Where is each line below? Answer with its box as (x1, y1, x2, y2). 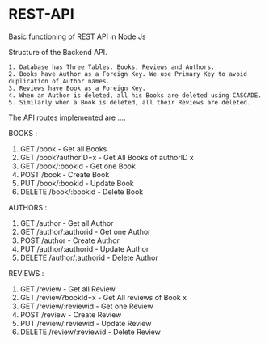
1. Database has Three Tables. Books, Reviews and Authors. (8, 62, 216, 71)
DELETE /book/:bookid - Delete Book (19, 187, 144, 197)
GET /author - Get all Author (19, 218, 114, 227)
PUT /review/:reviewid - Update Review (19, 318, 152, 328)
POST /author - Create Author (19, 236, 120, 245)
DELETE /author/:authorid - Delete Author (19, 253, 159, 262)
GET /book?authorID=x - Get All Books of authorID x (19, 152, 194, 162)
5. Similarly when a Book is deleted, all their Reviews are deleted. (8, 98, 251, 106)
